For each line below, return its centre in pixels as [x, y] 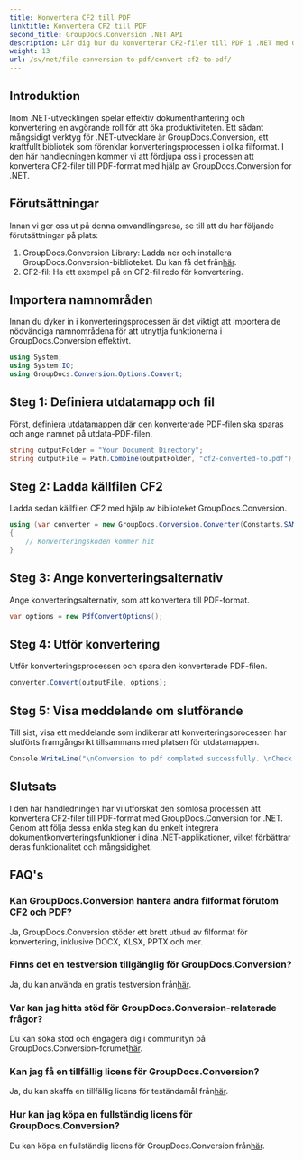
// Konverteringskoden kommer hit [90, 542]
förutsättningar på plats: [54, 235]
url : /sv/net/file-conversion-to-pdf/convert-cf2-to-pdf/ [120, 60]
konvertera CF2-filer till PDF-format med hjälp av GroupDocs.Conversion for [151, 166]
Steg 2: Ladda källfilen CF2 [87, 487]
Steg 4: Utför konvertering [85, 644]
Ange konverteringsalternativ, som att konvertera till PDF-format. [129, 600]
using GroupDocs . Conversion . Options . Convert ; [96, 374]
